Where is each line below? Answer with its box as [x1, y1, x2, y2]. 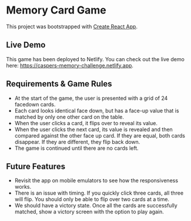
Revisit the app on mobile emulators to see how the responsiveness [14, 177, 178, 184]
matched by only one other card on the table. [14, 113, 125, 120]
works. [14, 183, 31, 190]
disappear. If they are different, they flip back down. [14, 138, 140, 145]
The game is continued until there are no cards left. [14, 145, 139, 152]
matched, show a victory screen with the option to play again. [14, 208, 165, 215]
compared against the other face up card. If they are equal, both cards [14, 132, 185, 139]
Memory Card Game [6, 4, 107, 17]
